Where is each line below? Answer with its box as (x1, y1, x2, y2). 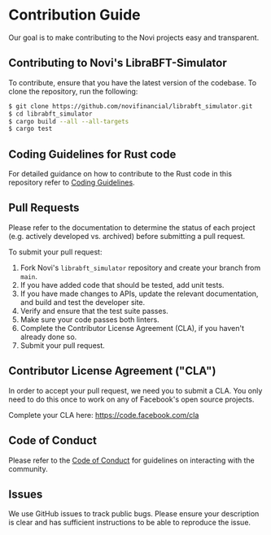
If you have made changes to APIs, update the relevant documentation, (20, 289, 259, 298)
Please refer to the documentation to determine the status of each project (8, 222, 256, 233)
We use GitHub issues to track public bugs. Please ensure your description (8, 509, 260, 519)
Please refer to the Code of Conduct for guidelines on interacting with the (8, 455, 255, 465)
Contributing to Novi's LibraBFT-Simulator (8, 56, 228, 70)
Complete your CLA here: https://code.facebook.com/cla (8, 410, 199, 420)
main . (20, 271, 38, 281)
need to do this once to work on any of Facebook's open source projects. (8, 394, 255, 404)
